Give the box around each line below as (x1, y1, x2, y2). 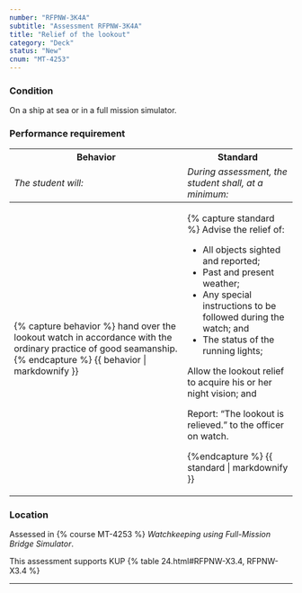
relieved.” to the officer (187, 419, 285, 431)
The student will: (13, 176, 84, 189)
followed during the (202, 311, 285, 323)
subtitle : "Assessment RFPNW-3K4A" (9, 22, 143, 31)
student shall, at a (187, 176, 263, 189)
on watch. (187, 429, 229, 442)
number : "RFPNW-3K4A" (9, 13, 91, 22)
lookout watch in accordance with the (13, 331, 173, 343)
